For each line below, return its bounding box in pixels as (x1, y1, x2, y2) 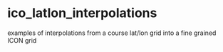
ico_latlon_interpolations (7, 5, 157, 21)
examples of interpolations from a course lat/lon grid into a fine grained (7, 28, 217, 37)
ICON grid (7, 36, 37, 44)
